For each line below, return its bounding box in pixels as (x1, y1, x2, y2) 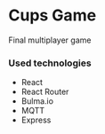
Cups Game (8, 5, 97, 26)
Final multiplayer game (8, 35, 92, 45)
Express (20, 114, 52, 125)
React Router (20, 86, 69, 98)
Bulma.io (20, 96, 54, 106)
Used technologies (8, 57, 92, 69)
